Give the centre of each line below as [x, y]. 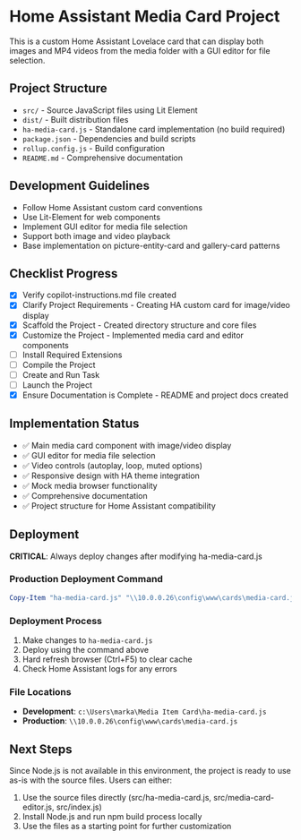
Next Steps [41, 749]
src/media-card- [244, 798]
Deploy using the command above [86, 650]
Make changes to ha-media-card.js [87, 640]
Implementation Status [74, 424]
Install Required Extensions [72, 355]
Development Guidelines [80, 186]
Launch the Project [57, 385]
